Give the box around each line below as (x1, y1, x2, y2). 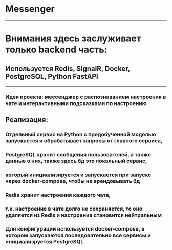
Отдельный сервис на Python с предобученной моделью (5, 131, 156, 138)
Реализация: (5, 116, 49, 124)
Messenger (5, 3, 55, 15)
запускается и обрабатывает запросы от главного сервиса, (5, 137, 163, 144)
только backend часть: (5, 44, 107, 55)
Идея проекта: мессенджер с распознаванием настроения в (5, 93, 166, 100)
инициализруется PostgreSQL (5, 238, 84, 245)
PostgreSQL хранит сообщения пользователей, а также (5, 151, 152, 158)
